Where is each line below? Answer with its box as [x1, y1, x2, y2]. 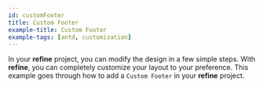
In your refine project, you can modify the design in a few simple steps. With [8, 55, 256, 64]
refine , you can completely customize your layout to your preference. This [8, 63, 249, 72]
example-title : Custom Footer [8, 26, 108, 33]
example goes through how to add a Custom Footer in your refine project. [8, 71, 245, 80]
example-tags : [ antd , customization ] [8, 33, 132, 41]
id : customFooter [8, 11, 65, 19]
